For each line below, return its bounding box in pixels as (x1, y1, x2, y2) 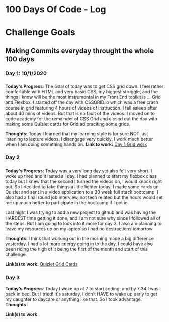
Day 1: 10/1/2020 (5, 70, 47, 77)
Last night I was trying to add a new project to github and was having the (5, 209, 156, 216)
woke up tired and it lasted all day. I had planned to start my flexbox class (5, 173, 157, 179)
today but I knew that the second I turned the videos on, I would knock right (5, 178, 162, 185)
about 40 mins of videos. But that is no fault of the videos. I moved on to (5, 110, 155, 117)
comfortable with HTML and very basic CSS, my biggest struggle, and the (5, 89, 158, 95)
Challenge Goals (5, 27, 75, 38)
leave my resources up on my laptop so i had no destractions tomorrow (5, 226, 153, 232)
